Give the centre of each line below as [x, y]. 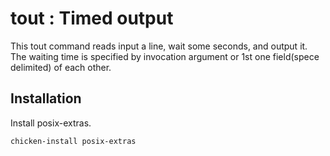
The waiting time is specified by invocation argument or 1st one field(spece [165, 56]
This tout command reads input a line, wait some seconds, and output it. [159, 46]
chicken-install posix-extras [73, 141]
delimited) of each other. [61, 67]
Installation [46, 98]
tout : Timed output [92, 18]
